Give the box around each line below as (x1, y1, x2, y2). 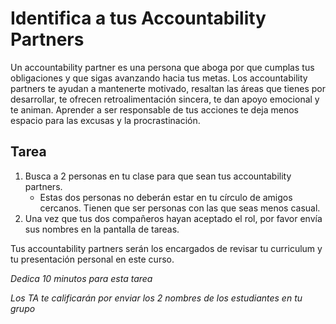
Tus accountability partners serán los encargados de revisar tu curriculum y (10, 242, 323, 254)
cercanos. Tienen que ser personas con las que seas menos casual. (39, 202, 321, 214)
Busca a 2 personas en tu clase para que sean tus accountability (24, 170, 292, 182)
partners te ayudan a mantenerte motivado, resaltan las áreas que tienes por (10, 82, 326, 94)
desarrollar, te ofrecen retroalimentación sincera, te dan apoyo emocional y (10, 93, 320, 105)
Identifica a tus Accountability (10, 7, 267, 30)
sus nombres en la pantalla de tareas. (24, 223, 180, 235)
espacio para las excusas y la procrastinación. (10, 114, 201, 126)
